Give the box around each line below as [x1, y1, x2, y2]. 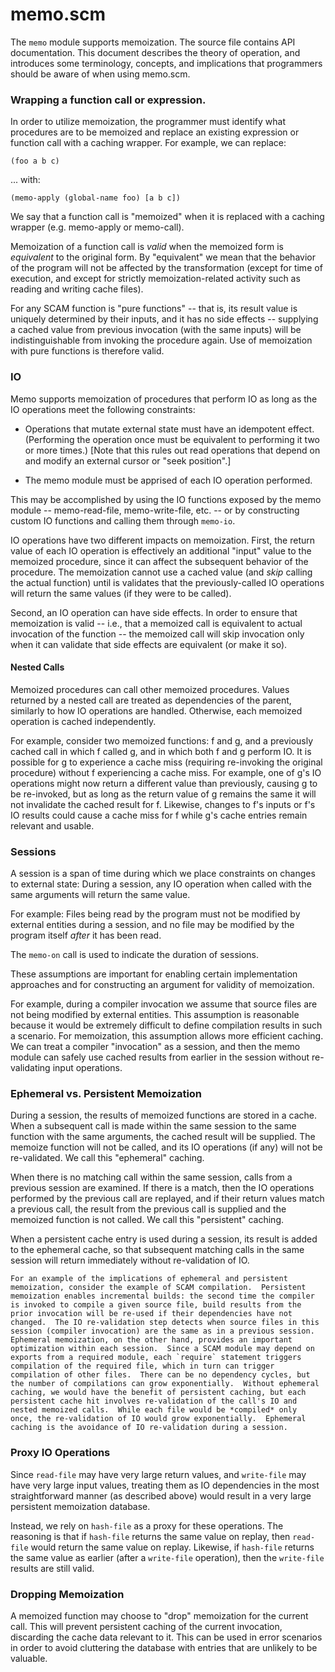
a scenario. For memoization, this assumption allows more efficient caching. [10, 1030, 324, 1042]
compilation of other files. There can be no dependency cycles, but [10, 1370, 311, 1380]
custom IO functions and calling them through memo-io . [10, 514, 236, 527]
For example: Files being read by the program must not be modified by [10, 908, 301, 920]
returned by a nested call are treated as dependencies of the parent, [10, 694, 292, 706]
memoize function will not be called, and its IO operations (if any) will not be [10, 1141, 323, 1153]
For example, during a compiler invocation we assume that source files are [10, 998, 318, 1010]
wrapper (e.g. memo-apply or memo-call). [10, 221, 185, 233]
